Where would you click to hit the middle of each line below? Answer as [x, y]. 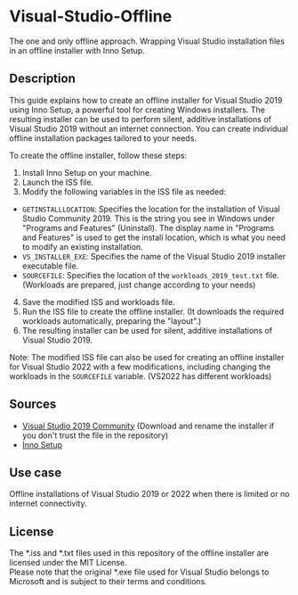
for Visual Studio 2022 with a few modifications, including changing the [140, 367]
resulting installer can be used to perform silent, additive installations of [140, 119]
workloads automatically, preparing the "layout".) [112, 321]
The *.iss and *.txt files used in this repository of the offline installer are [139, 553]
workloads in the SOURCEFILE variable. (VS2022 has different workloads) [141, 376]
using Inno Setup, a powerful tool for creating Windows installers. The [137, 110]
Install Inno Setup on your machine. [87, 172]
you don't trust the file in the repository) [95, 435]
